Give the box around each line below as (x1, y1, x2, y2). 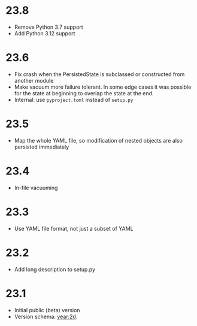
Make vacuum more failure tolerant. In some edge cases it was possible (14, 83, 192, 90)
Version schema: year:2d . (14, 313, 78, 320)
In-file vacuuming (14, 184, 58, 191)
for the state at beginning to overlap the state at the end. (14, 89, 154, 96)
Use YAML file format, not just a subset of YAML (14, 225, 134, 232)
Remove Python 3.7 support (14, 23, 83, 31)
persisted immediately (14, 143, 69, 150)
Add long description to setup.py (14, 265, 96, 273)
